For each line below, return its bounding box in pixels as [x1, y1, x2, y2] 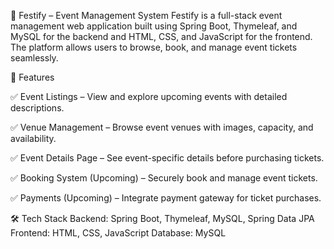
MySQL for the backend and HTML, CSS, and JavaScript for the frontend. [10, 31, 313, 42]
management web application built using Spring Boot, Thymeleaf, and [10, 20, 298, 32]
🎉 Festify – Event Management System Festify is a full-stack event [10, 10, 283, 21]
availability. [10, 133, 57, 144]
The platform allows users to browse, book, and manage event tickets [10, 41, 298, 53]
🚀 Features [10, 71, 55, 83]
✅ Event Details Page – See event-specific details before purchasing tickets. [10, 152, 325, 164]
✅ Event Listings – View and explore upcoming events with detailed [10, 91, 288, 102]
